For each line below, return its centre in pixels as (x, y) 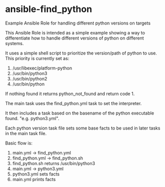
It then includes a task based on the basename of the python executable (79, 113)
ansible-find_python (49, 9)
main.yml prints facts (34, 179)
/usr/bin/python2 (30, 78)
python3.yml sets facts (36, 174)
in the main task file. (26, 133)
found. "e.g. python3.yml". (32, 118)
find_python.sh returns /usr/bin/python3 (54, 163)
